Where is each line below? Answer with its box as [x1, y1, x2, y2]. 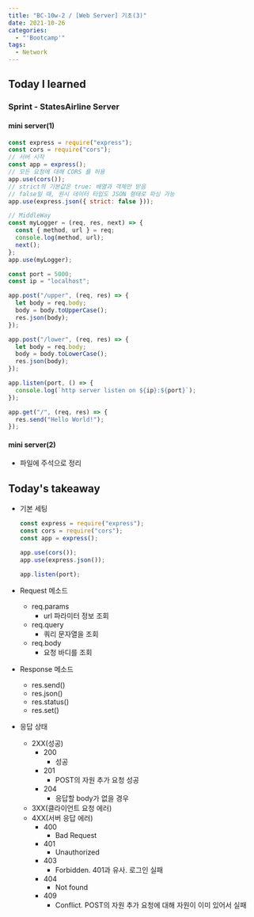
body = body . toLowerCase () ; [15, 350, 108, 358]
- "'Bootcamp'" [15, 33, 66, 42]
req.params [31, 601, 70, 611]
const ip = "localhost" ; [8, 278, 90, 286]
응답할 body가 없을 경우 [55, 793, 129, 803]
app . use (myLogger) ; [8, 256, 73, 263]
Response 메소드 [19, 664, 74, 673]
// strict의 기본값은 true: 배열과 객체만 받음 [8, 183, 146, 191]
